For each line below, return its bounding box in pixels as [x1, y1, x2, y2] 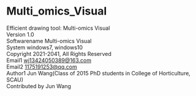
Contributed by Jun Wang [6, 82, 72, 89]
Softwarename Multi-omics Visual [6, 37, 92, 44]
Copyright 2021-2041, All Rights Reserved [6, 50, 112, 57]
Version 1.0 [6, 30, 34, 38]
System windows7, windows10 [6, 44, 83, 51]
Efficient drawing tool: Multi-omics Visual [6, 24, 110, 32]
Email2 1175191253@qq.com [6, 63, 78, 70]
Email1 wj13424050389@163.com [6, 57, 92, 64]
